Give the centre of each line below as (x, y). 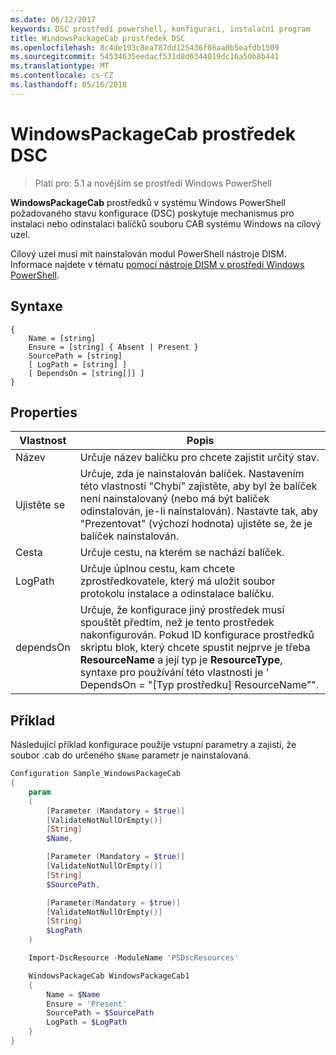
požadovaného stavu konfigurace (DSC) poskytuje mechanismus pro (152, 213)
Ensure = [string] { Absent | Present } (113, 347)
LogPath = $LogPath (87, 1022)
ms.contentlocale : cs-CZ (62, 76)
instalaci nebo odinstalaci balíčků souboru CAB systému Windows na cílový (166, 223)
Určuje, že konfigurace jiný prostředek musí (182, 610)
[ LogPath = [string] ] (78, 364)
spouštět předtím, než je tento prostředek (177, 623)
